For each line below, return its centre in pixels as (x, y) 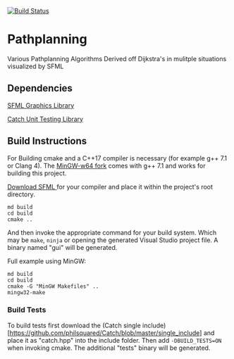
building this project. (37, 173)
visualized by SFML (36, 66)
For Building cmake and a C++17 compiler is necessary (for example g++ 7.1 (117, 158)
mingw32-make (26, 292)
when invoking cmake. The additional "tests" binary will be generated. (109, 348)
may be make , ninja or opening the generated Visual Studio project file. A (113, 240)
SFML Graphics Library (41, 105)
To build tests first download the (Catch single (74, 325)
